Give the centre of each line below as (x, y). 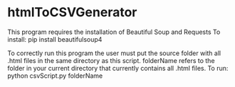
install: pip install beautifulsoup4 (55, 39)
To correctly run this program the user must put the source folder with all (114, 53)
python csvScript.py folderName (55, 76)
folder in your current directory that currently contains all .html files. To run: (118, 68)
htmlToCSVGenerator (72, 12)
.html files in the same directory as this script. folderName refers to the (111, 60)
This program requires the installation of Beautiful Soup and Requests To (114, 32)
